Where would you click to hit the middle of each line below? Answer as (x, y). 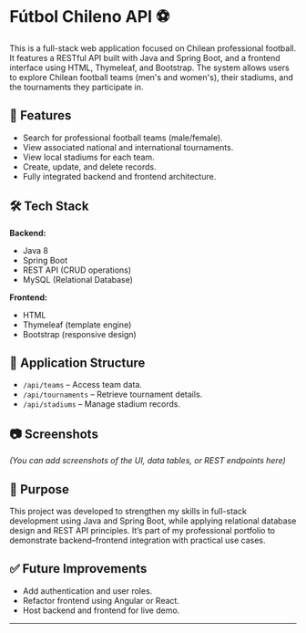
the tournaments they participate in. (76, 87)
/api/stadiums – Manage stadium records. (102, 404)
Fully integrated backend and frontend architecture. (119, 176)
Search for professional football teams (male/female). (122, 138)
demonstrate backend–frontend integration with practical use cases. (138, 540)
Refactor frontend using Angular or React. (101, 600)
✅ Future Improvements (78, 569)
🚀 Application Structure (77, 363)
